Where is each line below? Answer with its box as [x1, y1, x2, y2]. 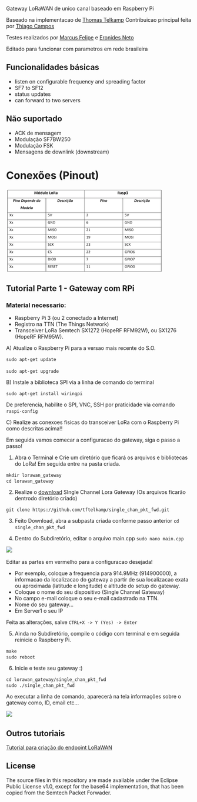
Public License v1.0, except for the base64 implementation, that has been [6, 783, 184, 790]
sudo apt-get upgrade [6, 369, 59, 375]
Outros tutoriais [6, 729, 65, 738]
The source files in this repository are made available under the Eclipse [6, 776, 178, 784]
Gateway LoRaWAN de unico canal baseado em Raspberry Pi [6, 5, 154, 12]
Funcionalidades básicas [6, 62, 99, 72]
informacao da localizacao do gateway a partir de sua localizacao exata [14, 576, 189, 583]
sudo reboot [6, 654, 35, 660]
